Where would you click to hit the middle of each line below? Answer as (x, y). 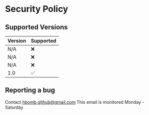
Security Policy (37, 9)
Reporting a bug (30, 90)
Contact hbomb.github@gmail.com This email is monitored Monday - (75, 102)
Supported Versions (36, 27)
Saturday (14, 107)
